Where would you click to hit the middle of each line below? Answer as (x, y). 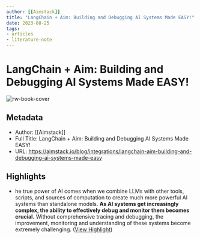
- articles (20, 34)
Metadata (25, 118)
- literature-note (29, 40)
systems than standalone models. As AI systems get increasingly (97, 204)
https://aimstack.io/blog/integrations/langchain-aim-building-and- (110, 151)
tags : (13, 29)
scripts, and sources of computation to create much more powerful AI (101, 197)
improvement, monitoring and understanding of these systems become (103, 223)
